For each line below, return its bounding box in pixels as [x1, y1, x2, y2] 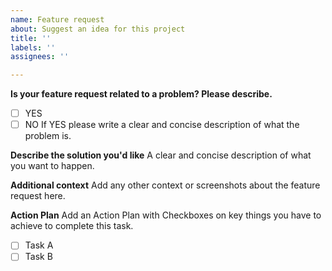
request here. [10, 190, 66, 202]
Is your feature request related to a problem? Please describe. [10, 88, 273, 100]
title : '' [10, 33, 52, 43]
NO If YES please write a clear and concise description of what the [24, 119, 300, 131]
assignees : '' [10, 52, 70, 62]
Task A [24, 239, 54, 251]
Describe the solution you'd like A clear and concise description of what [10, 149, 312, 161]
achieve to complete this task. [10, 220, 134, 232]
